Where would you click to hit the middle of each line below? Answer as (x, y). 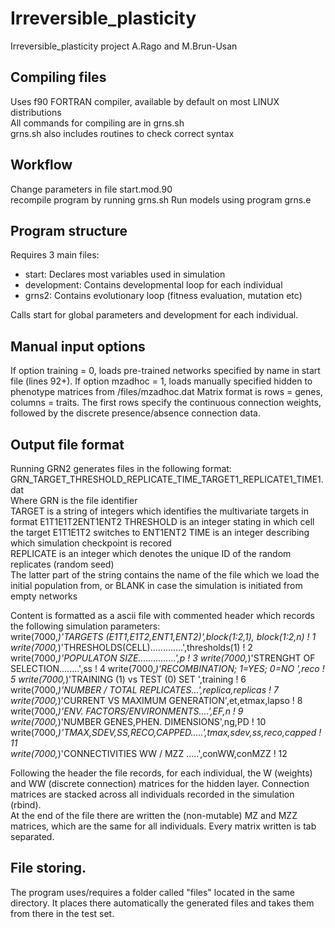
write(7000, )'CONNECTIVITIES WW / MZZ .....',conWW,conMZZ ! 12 (149, 753)
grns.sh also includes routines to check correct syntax (122, 133)
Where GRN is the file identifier (74, 500)
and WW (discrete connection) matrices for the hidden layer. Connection (160, 783)
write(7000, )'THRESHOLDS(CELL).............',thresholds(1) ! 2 (131, 647)
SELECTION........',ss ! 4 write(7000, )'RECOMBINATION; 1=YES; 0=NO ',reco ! (167, 668)
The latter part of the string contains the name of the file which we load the (165, 575)
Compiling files (58, 77)
